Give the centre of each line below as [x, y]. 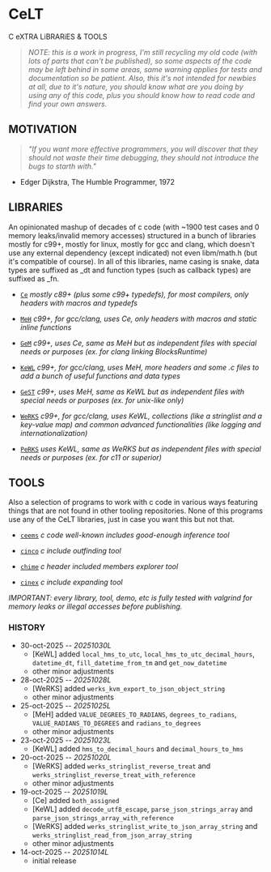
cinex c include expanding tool [71, 582]
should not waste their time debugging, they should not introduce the [144, 157]
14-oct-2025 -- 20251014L [64, 852]
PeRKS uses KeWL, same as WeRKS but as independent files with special [140, 449]
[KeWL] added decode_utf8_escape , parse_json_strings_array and [142, 809]
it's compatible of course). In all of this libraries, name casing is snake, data [134, 261]
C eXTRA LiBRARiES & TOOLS [58, 36]
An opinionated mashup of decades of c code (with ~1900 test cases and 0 [134, 227]
